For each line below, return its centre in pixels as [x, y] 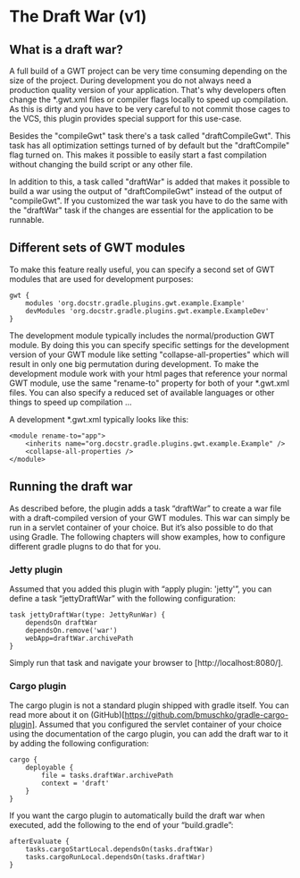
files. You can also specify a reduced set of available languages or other [142, 392]
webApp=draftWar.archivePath [79, 638]
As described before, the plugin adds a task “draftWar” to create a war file [146, 508]
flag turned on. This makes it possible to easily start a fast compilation [138, 155]
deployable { [50, 768]
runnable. [27, 220]
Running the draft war [71, 486]
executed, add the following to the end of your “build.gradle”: [121, 825]
